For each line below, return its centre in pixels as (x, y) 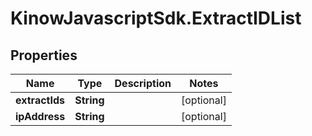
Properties (44, 55)
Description (143, 83)
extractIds (40, 100)
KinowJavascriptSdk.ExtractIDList (156, 18)
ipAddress (40, 116)
